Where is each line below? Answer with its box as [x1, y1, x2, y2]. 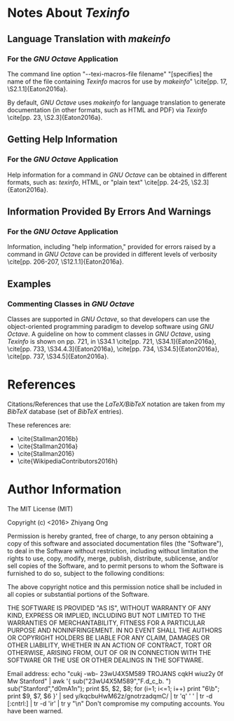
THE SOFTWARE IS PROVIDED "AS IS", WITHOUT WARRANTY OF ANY [7, 603, 212, 612]
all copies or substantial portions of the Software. [7, 590, 149, 598]
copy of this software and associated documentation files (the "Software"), [7, 539, 224, 548]
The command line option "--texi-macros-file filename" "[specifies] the [7, 69, 213, 78]
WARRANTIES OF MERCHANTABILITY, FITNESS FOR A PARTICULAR [7, 619, 205, 627]
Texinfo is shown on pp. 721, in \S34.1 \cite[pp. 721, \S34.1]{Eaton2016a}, [7, 337, 216, 345]
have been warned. [7, 706, 63, 715]
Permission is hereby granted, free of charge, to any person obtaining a [7, 532, 214, 540]
